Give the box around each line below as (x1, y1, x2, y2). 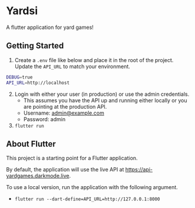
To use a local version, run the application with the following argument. (6, 184, 178, 191)
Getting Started (6, 41, 64, 51)
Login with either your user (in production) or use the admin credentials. (14, 90, 190, 97)
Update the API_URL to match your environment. (14, 63, 131, 70)
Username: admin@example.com (23, 109, 104, 116)
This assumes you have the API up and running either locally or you (23, 96, 187, 104)
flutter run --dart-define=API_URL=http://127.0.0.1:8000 (14, 196, 160, 202)
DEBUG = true (6, 74, 33, 80)
